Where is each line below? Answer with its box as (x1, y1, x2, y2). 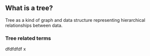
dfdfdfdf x (5, 46, 26, 52)
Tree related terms (5, 35, 51, 42)
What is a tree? (5, 4, 53, 12)
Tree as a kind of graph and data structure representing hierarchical (5, 17, 145, 23)
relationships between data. (5, 22, 63, 28)
